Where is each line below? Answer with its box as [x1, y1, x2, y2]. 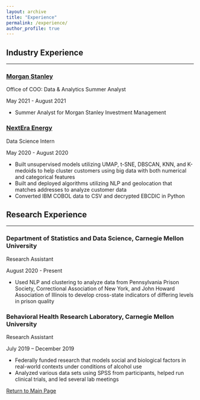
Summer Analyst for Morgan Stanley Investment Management [14, 109, 167, 116]
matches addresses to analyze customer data [14, 186, 127, 193]
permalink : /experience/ [6, 20, 68, 26]
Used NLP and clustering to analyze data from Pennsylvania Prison [14, 278, 180, 285]
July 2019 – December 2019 [6, 345, 74, 352]
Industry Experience [6, 47, 83, 57]
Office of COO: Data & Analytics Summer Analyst [6, 86, 126, 93]
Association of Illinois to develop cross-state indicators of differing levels [14, 291, 194, 299]
